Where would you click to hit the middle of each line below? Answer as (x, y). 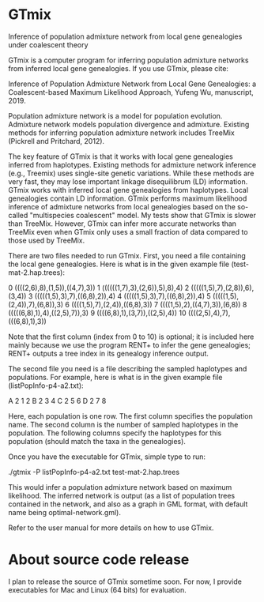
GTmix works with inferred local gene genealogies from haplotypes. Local (128, 190)
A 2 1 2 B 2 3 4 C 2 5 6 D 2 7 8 (57, 401)
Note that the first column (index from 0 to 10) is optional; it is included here (131, 337)
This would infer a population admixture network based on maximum (120, 487)
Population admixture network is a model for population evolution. (115, 115)
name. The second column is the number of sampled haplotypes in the (123, 424)
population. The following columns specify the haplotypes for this (115, 433)
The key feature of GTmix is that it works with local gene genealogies (121, 156)
